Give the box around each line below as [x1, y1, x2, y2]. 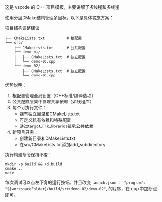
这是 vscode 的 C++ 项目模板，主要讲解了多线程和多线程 [5, 4, 119, 10]
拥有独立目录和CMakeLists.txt [19, 111, 80, 117]
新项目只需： [12, 129, 38, 135]
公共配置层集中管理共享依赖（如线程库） [12, 99, 94, 104]
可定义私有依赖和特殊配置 [19, 117, 71, 123]
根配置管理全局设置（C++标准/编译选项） [12, 93, 96, 98]
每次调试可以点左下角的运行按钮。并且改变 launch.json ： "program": [5, 179, 146, 185]
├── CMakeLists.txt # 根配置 [5, 36, 82, 41]
